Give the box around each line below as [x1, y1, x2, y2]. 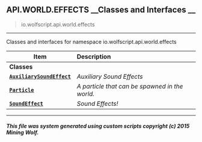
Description [76, 52, 111, 61]
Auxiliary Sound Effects [76, 72, 143, 81]
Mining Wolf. [6, 129, 39, 136]
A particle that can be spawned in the [76, 82, 183, 90]
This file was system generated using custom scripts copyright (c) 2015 [6, 123, 190, 130]
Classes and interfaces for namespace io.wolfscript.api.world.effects [6, 38, 177, 45]
